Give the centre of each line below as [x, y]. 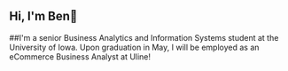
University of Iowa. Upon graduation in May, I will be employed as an [134, 47]
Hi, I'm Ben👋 [43, 16]
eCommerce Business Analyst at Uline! [80, 56]
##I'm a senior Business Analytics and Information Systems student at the [144, 37]
